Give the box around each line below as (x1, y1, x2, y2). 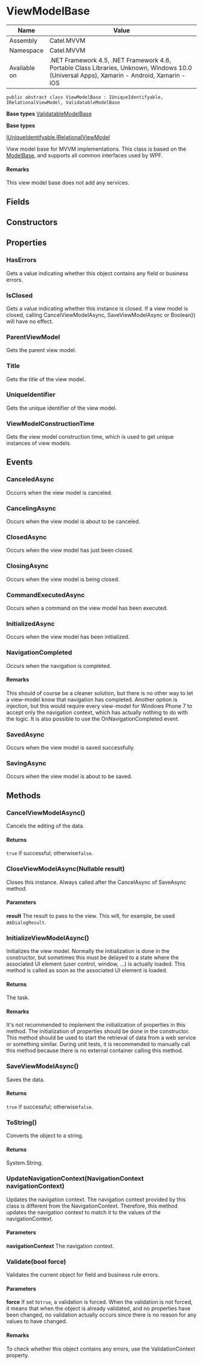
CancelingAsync (6, 504, 56, 512)
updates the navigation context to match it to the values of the (6, 1208, 161, 1216)
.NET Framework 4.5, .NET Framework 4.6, (49, 56, 172, 64)
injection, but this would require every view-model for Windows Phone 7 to (6, 702, 192, 709)
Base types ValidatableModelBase (6, 110, 92, 117)
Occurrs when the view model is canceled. (6, 489, 113, 496)
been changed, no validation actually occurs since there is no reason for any (6, 1311, 197, 1318)
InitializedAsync (6, 619, 55, 627)
